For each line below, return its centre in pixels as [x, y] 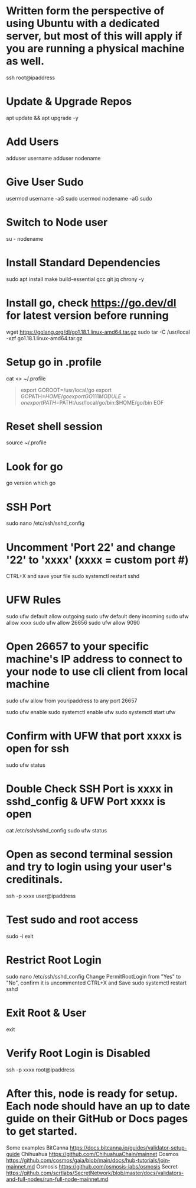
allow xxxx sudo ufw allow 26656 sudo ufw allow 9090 [73, 623]
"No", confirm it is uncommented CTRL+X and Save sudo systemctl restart [97, 983]
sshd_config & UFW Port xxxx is [86, 801]
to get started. [42, 1131]
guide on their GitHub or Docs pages [97, 1118]
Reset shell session [55, 426]
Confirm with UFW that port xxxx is [94, 736]
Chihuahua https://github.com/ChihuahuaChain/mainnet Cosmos [100, 1154]
